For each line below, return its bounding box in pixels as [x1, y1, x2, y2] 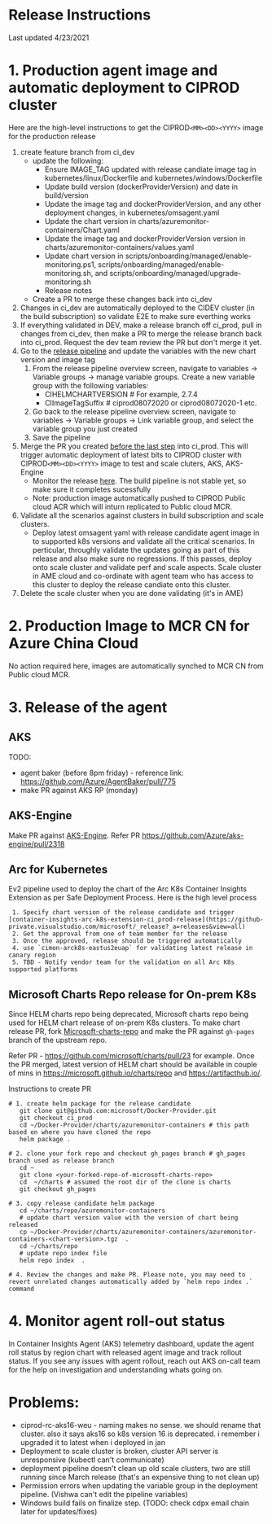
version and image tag [20, 354, 96, 364]
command [8, 1285, 35, 1294]
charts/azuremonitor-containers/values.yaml [44, 242, 195, 252]
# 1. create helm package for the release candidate [8, 1100, 191, 1108]
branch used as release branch [8, 1157, 115, 1165]
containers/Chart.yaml [44, 225, 120, 234]
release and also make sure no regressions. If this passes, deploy [32, 554, 252, 563]
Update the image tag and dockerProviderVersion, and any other [44, 199, 262, 208]
